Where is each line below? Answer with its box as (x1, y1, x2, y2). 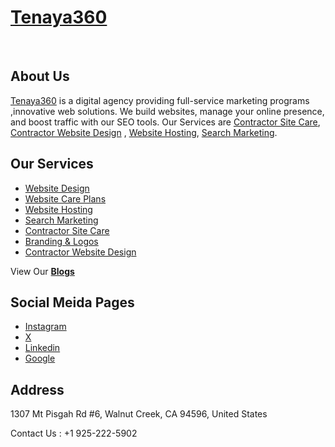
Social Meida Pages (10, 294, 135, 311)
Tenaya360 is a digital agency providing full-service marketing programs (10, 94, 310, 106)
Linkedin (24, 342, 61, 354)
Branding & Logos (24, 235, 99, 247)
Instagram (24, 321, 67, 333)
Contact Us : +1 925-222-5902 (10, 427, 138, 440)
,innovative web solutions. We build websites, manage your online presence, (10, 105, 325, 117)
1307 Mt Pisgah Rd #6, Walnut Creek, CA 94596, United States (10, 408, 268, 420)
